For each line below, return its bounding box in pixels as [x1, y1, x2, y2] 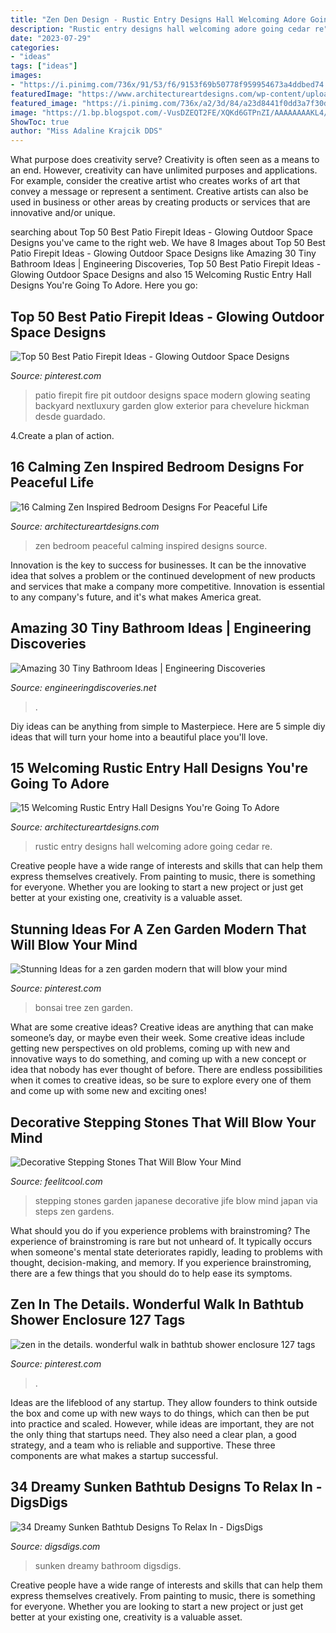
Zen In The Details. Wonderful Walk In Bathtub [10, 1296, 305, 1313]
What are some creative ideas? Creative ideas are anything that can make [10, 1021, 314, 1033]
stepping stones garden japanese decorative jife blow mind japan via [34, 1195, 318, 1206]
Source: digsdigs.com [10, 1540, 101, 1552]
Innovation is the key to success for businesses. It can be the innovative [10, 559, 307, 571]
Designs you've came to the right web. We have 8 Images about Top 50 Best [10, 237, 326, 249]
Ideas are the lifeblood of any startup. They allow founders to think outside [10, 1396, 318, 1408]
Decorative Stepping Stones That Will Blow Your [10, 1114, 317, 1131]
